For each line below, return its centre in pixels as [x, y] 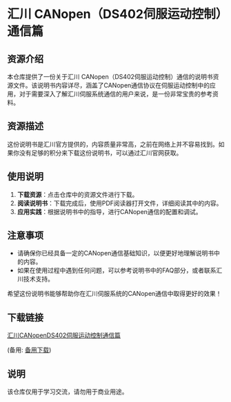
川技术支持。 [35, 279]
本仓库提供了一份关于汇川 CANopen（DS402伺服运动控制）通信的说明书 [110, 77]
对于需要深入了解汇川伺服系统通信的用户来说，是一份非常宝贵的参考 [115, 94]
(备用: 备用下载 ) [29, 350]
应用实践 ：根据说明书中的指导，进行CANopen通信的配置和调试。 [109, 211]
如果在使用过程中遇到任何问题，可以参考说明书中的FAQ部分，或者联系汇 [120, 271]
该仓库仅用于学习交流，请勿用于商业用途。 [68, 392]
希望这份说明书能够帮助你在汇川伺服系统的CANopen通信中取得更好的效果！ [114, 294]
